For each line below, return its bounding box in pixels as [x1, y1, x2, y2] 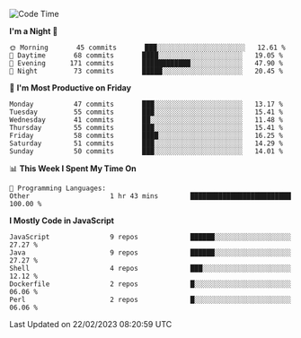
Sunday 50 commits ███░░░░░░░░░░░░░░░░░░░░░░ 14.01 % [9, 147, 283, 156]
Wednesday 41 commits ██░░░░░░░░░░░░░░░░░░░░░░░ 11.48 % [9, 116, 283, 125]
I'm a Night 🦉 [9, 26, 58, 36]
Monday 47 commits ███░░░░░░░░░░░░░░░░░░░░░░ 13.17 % [9, 100, 283, 108]
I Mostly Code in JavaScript [9, 215, 115, 226]
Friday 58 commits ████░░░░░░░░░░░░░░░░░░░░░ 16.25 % [9, 131, 283, 140]
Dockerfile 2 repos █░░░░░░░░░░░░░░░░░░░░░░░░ [9, 280, 292, 289]
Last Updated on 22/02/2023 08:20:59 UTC [9, 319, 173, 329]
